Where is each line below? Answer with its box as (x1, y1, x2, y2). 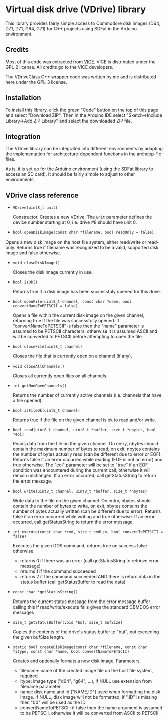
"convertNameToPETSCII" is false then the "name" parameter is (12, 323, 144, 329)
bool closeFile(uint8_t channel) (12, 344, 83, 349)
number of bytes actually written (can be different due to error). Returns (12, 508, 161, 514)
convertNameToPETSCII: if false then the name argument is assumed (20, 705, 163, 711)
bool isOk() (12, 280, 38, 285)
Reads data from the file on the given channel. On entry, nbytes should (12, 441, 159, 447)
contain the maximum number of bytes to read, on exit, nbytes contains (12, 446, 160, 452)
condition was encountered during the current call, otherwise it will (12, 467, 151, 473)
